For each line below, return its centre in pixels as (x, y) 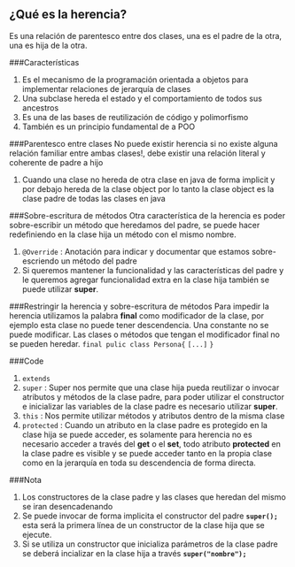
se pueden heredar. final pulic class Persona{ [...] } (112, 343)
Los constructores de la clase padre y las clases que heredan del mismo (154, 497)
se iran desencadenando (67, 506)
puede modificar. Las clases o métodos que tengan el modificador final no (145, 334)
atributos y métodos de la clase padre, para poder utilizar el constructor (153, 396)
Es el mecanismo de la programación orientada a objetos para (135, 80)
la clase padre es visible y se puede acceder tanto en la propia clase (147, 453)
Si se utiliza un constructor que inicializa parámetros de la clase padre (150, 544)
